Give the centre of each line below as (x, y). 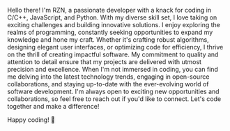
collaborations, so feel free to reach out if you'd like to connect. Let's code (114, 99)
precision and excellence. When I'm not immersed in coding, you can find (113, 69)
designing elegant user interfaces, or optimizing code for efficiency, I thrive (115, 47)
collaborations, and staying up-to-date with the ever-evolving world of (108, 84)
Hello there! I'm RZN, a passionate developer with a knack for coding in (109, 10)
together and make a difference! (53, 106)
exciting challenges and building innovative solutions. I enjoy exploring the (114, 25)
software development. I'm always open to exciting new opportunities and (113, 91)
